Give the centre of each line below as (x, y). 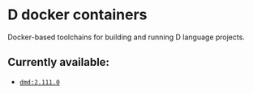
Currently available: (59, 62)
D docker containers (77, 15)
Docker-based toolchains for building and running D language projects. (126, 37)
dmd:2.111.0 (39, 82)
